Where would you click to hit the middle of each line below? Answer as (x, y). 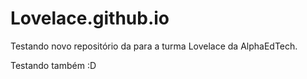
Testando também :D (53, 65)
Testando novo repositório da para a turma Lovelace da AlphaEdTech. (154, 46)
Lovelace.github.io (90, 18)
